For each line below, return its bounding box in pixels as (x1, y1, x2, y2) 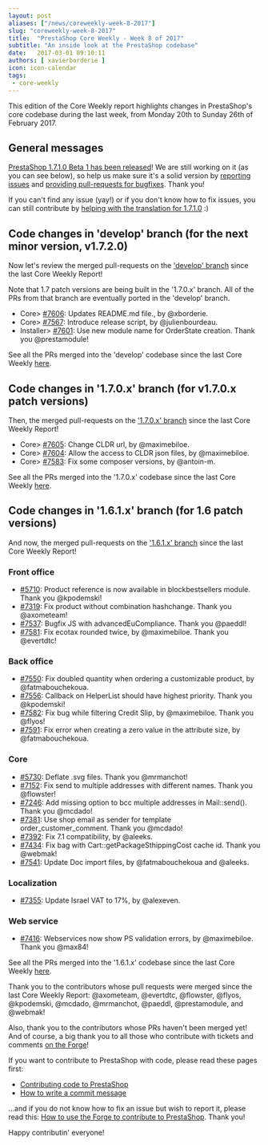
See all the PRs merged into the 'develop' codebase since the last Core (8, 350, 242, 359)
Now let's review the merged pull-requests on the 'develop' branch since (8, 261, 249, 270)
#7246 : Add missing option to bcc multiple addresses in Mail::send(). (19, 798, 248, 807)
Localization (8, 877, 58, 888)
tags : (8, 71, 26, 79)
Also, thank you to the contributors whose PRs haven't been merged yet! (8, 1023, 248, 1033)
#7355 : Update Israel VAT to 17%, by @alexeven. (19, 895, 181, 905)
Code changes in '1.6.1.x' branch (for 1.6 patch (8, 504, 244, 518)
